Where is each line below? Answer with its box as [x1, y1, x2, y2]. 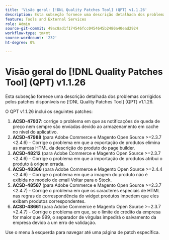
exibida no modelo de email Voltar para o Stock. [12, 177, 112, 183]
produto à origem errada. [12, 161, 65, 167]
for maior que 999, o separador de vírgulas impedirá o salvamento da [12, 214, 157, 220]
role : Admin [5, 21, 30, 27]
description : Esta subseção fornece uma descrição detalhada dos [5, 12, 145, 17]
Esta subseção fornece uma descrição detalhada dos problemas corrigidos [5, 93, 161, 99]
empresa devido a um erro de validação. [12, 219, 97, 225]
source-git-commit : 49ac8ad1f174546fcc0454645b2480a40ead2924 [5, 26, 138, 31]
